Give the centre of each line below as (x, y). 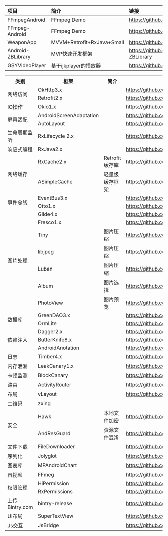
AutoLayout (52, 123)
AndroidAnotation (59, 348)
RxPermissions (56, 492)
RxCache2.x (52, 162)
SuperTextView (56, 516)
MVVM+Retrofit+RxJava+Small (88, 42)
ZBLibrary (19, 56)
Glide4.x (48, 214)
